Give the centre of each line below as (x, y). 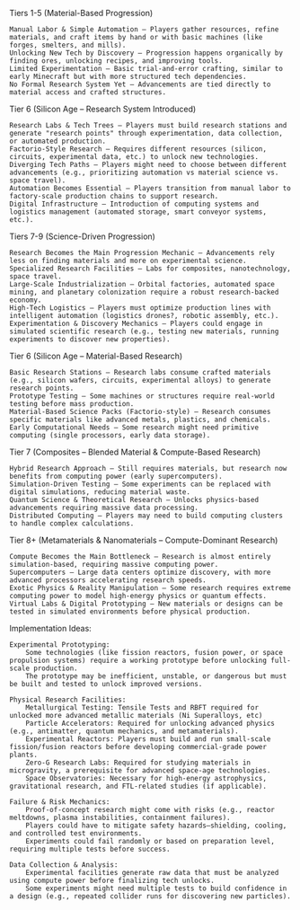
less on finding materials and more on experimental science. (128, 261)
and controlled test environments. (76, 834)
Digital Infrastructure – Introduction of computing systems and (134, 204)
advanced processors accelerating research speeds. (108, 580)
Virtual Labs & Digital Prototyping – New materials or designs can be (146, 604)
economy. (26, 300)
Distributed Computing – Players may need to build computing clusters (146, 516)
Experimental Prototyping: (60, 645)
